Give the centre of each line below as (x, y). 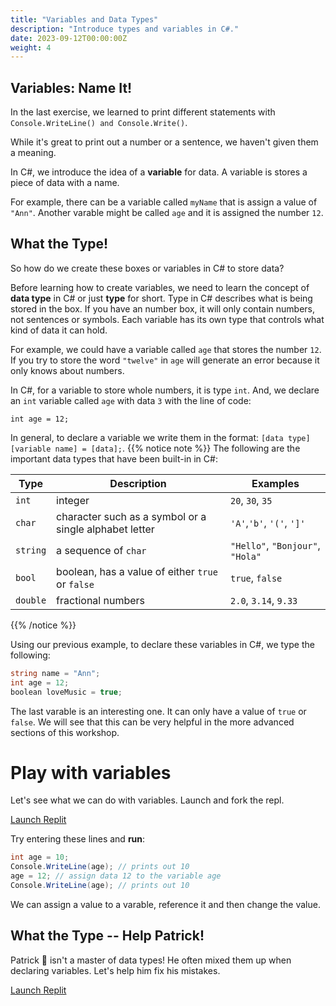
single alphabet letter (105, 529)
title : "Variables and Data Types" (84, 19)
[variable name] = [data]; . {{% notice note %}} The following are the (155, 448)
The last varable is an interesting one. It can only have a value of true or (158, 711)
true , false (256, 578)
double (31, 600)
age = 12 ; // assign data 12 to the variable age (116, 876)
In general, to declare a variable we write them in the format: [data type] (160, 437)
